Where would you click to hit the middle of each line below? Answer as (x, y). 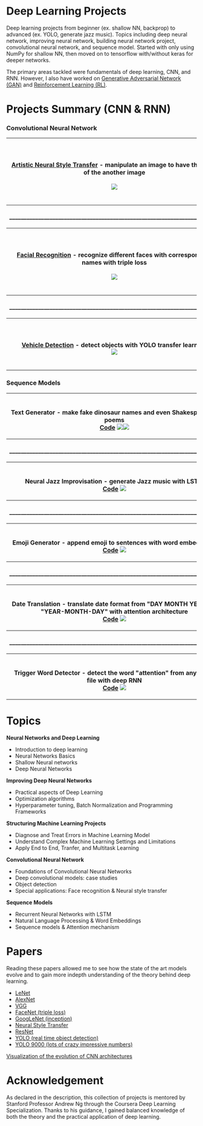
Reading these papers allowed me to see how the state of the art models (97, 968)
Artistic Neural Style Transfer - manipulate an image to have (101, 165)
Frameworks (31, 811)
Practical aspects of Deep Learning (59, 792)
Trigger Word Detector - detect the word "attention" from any (105, 672)
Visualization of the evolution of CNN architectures (69, 1056)
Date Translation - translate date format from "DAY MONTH (100, 604)
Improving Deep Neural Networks (49, 780)
